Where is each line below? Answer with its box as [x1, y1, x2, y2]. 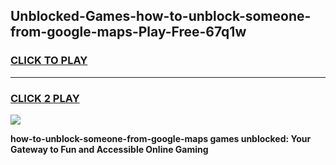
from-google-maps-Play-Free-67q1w [10, 24, 247, 41]
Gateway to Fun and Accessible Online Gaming [10, 143, 209, 155]
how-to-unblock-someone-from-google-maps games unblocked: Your [10, 132, 312, 144]
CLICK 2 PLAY [10, 91, 80, 105]
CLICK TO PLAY [10, 54, 88, 68]
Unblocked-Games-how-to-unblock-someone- [10, 8, 312, 25]
